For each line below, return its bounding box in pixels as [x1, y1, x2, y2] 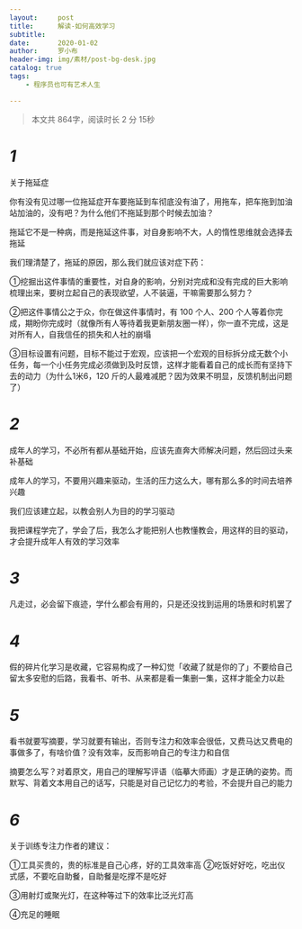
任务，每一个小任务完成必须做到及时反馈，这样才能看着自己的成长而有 [9, 359, 270, 370]
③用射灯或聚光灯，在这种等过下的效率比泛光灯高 [9, 890, 194, 901]
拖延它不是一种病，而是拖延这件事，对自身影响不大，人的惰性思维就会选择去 [9, 226, 293, 237]
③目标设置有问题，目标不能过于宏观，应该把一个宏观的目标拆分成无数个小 [9, 347, 289, 358]
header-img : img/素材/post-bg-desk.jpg [9, 55, 156, 64]
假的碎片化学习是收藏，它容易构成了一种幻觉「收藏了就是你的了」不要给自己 [9, 662, 293, 672]
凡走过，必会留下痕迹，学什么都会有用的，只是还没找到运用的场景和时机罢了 [9, 599, 293, 609]
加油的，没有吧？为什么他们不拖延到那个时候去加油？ [16, 207, 214, 218]
